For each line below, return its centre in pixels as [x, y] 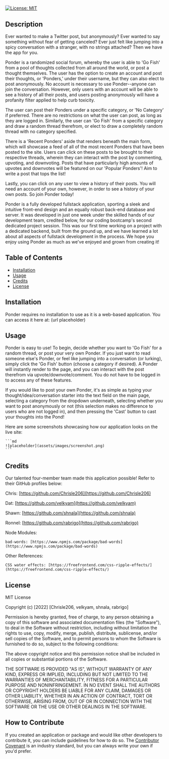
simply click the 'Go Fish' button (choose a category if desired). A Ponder [81, 364]
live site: [14, 432]
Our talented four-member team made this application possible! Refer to [80, 478]
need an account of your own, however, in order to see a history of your [80, 189]
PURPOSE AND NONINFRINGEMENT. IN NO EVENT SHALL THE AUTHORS [83, 685]
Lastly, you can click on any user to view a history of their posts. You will [80, 183]
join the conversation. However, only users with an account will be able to [81, 89]
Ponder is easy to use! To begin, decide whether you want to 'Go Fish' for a [84, 348]
